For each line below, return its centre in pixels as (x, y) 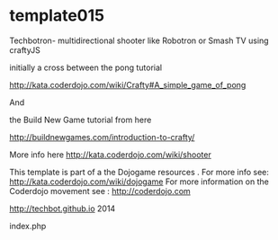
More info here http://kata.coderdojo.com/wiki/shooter (110, 155)
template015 (57, 16)
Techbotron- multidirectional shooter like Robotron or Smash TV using (139, 40)
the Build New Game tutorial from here (81, 120)
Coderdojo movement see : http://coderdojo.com (100, 191)
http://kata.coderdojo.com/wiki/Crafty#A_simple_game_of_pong (128, 84)
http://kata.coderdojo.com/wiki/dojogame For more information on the (139, 182)
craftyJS (25, 49)
